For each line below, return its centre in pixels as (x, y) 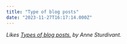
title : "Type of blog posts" (43, 12)
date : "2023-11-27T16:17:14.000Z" (49, 17)
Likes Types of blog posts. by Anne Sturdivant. (64, 34)
